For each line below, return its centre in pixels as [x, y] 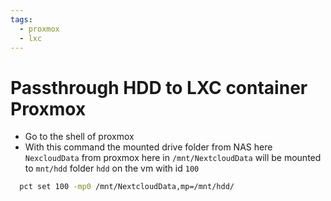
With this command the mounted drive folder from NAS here [148, 147]
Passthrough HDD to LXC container [159, 87]
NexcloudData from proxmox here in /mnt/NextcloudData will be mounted [173, 158]
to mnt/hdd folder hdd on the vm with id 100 [112, 168]
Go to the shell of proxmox [79, 137]
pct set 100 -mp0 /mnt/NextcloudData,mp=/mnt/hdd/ [127, 187]
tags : [21, 19]
